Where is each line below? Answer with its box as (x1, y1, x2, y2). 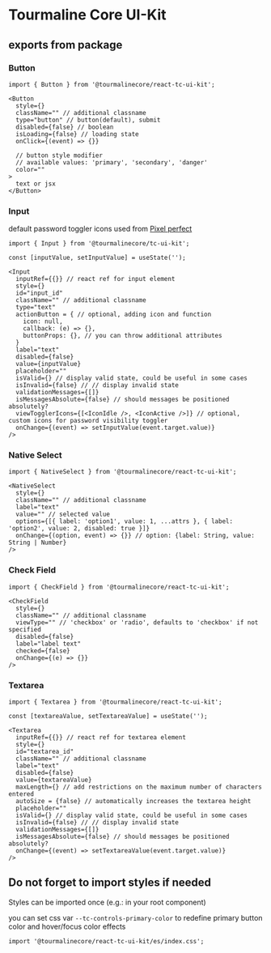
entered (8, 790, 35, 798)
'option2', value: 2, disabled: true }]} (8, 525, 150, 533)
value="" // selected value (15, 510, 111, 519)
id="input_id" (15, 289, 63, 297)
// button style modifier (15, 151, 104, 160)
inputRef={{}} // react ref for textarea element (15, 734, 186, 742)
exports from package (8, 38, 123, 52)
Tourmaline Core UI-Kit (8, 6, 167, 24)
